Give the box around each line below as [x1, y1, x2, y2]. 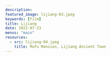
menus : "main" [5, 30, 35, 35]
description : [5, 7, 32, 12]
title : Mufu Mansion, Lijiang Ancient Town [14, 44, 106, 49]
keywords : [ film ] [5, 16, 41, 21]
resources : [5, 35, 28, 40]
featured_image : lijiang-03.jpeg [5, 12, 75, 17]
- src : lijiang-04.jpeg [9, 40, 59, 45]
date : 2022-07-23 [5, 26, 41, 31]
